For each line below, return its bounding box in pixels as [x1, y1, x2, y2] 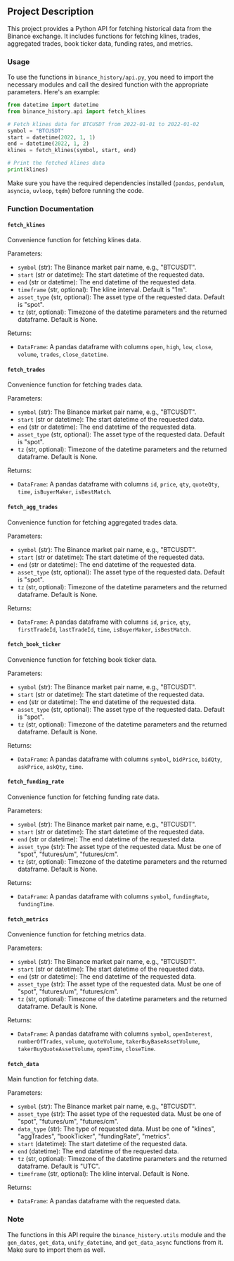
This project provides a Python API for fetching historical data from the [7, 24, 212, 32]
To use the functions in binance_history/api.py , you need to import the [7, 73, 214, 82]
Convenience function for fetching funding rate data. [7, 792, 160, 801]
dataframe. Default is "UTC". [17, 1162, 100, 1171]
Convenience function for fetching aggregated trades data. [7, 517, 178, 527]
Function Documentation [7, 203, 94, 213]
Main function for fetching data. [7, 1075, 99, 1084]
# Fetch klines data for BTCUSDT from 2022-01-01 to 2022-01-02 [7, 120, 200, 127]
